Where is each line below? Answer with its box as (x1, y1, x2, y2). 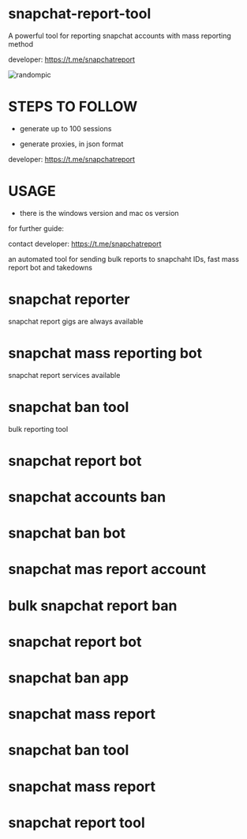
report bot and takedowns (8, 263, 93, 272)
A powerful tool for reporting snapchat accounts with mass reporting (8, 31, 231, 40)
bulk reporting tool (8, 424, 69, 433)
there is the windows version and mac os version (19, 208, 179, 217)
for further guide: (8, 223, 65, 233)
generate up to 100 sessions (19, 123, 112, 133)
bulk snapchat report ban (8, 596, 178, 614)
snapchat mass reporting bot (8, 344, 203, 362)
